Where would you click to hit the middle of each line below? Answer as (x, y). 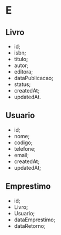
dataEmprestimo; (35, 220)
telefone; (25, 148)
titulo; (21, 59)
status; (22, 84)
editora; (23, 72)
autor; (21, 65)
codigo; (23, 142)
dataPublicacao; (33, 78)
